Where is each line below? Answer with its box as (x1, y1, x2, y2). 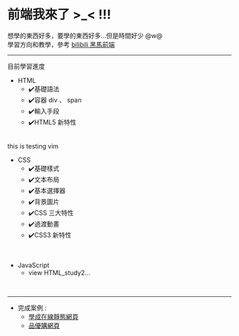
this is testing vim (7, 141, 59, 150)
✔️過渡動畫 (28, 220, 60, 228)
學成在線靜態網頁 (28, 312, 79, 320)
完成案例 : (17, 303, 47, 312)
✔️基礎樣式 (28, 164, 60, 173)
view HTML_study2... (28, 268, 90, 277)
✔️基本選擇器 (28, 186, 66, 195)
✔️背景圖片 (28, 197, 60, 206)
